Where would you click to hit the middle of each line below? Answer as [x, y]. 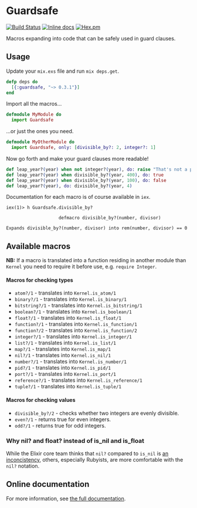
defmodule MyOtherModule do [40, 142]
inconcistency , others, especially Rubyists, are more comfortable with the [95, 459]
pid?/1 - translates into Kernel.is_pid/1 [63, 368]
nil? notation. [23, 466]
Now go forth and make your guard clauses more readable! [77, 158]
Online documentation [48, 484]
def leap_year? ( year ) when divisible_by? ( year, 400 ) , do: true [85, 175]
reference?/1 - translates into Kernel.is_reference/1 [78, 380]
